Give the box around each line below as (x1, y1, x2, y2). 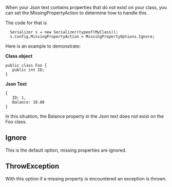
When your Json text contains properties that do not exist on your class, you (5, 5, 167, 10)
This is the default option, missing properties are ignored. (5, 147, 127, 153)
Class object (5, 53, 33, 59)
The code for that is (5, 20, 47, 26)
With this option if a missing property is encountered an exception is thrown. (5, 175, 167, 181)
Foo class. (5, 119, 27, 124)
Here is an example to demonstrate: (5, 43, 81, 49)
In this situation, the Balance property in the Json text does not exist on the (5, 113, 164, 119)
